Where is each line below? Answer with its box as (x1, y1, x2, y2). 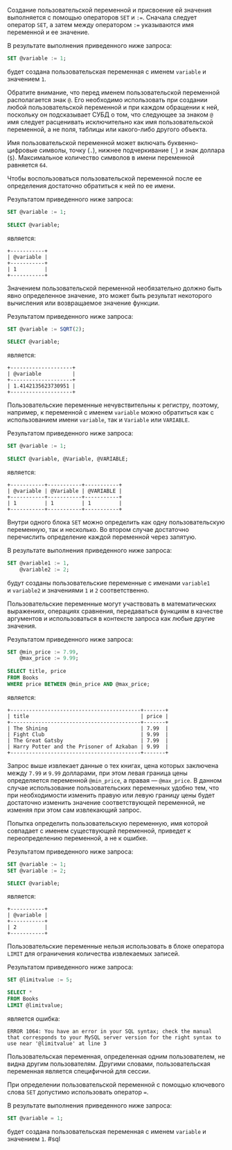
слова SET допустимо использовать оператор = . (7, 1087, 149, 1096)
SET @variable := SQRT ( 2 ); (7, 326, 85, 333)
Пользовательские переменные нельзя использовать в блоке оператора (7, 942, 224, 951)
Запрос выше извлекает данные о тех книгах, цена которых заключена (7, 761, 219, 769)
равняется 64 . (7, 160, 48, 169)
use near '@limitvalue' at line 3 (7, 1040, 107, 1047)
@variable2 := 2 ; (19, 566, 70, 573)
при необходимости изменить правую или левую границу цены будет (7, 791, 215, 799)
